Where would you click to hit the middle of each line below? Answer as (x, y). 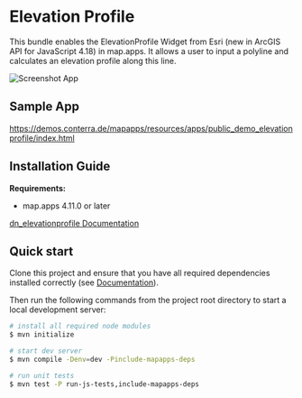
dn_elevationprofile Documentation (74, 223)
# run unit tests (42, 375)
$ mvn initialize (42, 335)
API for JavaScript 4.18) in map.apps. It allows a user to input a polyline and (149, 51)
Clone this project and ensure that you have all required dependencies (140, 273)
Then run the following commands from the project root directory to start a (148, 301)
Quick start (41, 251)
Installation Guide (60, 167)
